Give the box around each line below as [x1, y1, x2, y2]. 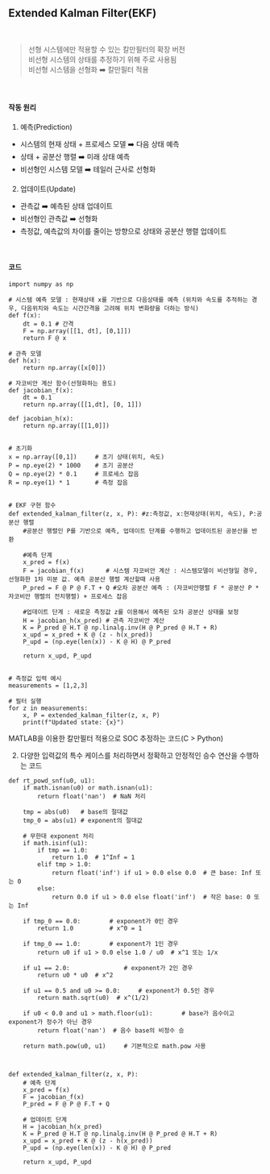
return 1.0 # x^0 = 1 [37, 924, 143, 933]
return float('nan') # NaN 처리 [37, 793, 147, 801]
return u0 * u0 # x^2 [37, 971, 114, 980]
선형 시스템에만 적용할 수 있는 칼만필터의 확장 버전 [27, 44, 185, 54]
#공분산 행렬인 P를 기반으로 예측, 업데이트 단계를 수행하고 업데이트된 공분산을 [23, 527, 248, 535]
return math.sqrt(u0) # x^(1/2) [37, 994, 150, 1002]
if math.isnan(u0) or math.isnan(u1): [23, 784, 153, 792]
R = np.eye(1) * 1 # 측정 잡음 [8, 479, 129, 487]
